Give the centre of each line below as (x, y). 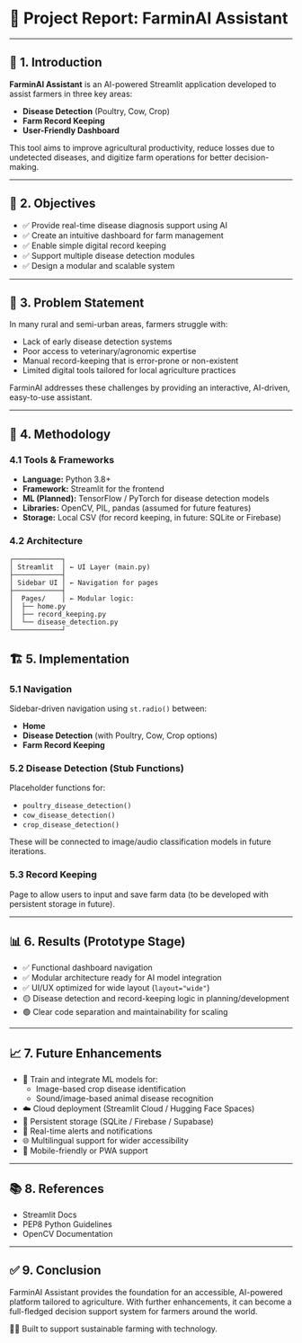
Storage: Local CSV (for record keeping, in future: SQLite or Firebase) (151, 518)
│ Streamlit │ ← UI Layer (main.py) (80, 567)
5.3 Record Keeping (53, 875)
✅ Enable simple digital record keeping (94, 245)
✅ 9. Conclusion (55, 1271)
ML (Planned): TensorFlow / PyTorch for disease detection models (146, 499)
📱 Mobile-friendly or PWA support (85, 1151)
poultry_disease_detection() (77, 806)
